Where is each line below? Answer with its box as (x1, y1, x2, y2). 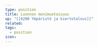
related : (5, 21, 23, 26)
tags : (5, 25, 16, 30)
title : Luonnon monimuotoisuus (5, 12, 69, 17)
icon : (5, 35, 16, 40)
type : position (5, 7, 36, 12)
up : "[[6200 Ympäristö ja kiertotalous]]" (5, 16, 94, 21)
